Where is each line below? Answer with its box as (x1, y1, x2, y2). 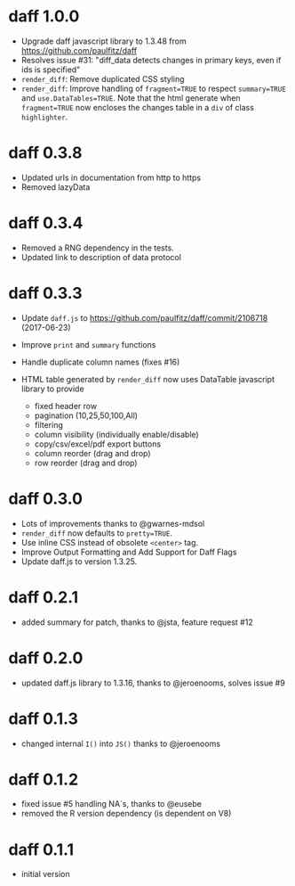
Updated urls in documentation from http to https (20, 172, 202, 183)
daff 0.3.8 (8, 143, 83, 163)
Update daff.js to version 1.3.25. (20, 555, 138, 567)
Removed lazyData (20, 181, 91, 193)
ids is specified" (20, 64, 81, 75)
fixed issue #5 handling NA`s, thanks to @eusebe (20, 799, 202, 809)
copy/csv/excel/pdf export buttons (34, 439, 162, 449)
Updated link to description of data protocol (20, 251, 181, 262)
